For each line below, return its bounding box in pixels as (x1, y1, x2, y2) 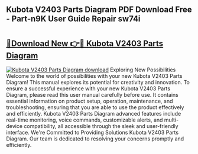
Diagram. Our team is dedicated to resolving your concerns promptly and (6, 135, 184, 142)
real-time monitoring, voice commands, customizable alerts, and (6, 116, 163, 123)
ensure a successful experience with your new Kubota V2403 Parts (6, 85, 170, 92)
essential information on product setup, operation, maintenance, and (6, 97, 173, 104)
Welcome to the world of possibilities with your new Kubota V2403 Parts (6, 73, 183, 79)
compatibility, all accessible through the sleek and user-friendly (23, 123, 178, 129)
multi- (164, 116, 179, 123)
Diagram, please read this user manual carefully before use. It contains (6, 91, 178, 98)
